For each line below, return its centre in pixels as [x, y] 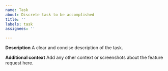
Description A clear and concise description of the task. [64, 48]
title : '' [16, 19]
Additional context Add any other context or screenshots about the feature [84, 58]
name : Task [17, 10]
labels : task [19, 24]
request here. [19, 63]
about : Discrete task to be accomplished [50, 15]
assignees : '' [20, 29]
